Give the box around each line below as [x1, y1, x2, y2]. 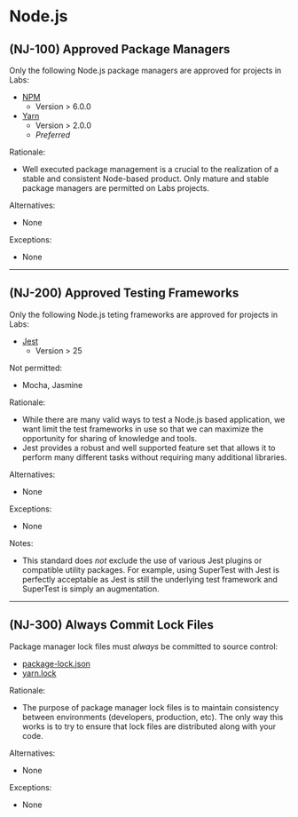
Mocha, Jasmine [21, 379, 83, 390]
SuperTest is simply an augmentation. [21, 583, 160, 594]
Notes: [9, 537, 34, 548]
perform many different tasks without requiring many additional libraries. [21, 451, 287, 463]
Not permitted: [9, 362, 63, 373]
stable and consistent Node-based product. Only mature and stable [21, 173, 269, 184]
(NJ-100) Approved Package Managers [9, 42, 231, 57]
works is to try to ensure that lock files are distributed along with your [21, 721, 277, 732]
